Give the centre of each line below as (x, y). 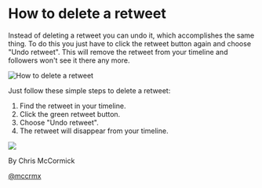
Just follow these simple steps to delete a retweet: (89, 90)
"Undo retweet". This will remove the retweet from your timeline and (118, 52)
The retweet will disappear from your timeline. (94, 131)
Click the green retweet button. (70, 114)
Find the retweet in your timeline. (73, 106)
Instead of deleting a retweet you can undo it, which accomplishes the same (131, 35)
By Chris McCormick (42, 161)
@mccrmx (25, 175)
